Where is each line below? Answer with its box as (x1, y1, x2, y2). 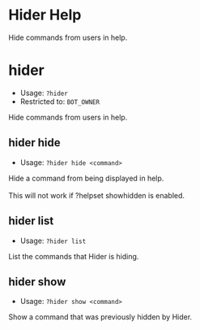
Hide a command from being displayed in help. (8, 173, 164, 183)
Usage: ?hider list (19, 236, 87, 245)
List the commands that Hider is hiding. (8, 251, 139, 261)
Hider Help (8, 6, 82, 24)
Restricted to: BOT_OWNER (19, 96, 100, 106)
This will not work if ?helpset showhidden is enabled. (8, 190, 185, 200)
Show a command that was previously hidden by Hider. (8, 312, 193, 322)
